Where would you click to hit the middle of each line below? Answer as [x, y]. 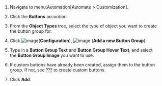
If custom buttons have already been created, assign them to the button [82, 65]
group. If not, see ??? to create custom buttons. [57, 70]
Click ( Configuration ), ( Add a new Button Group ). [78, 41]
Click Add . [20, 79]
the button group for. [31, 31]
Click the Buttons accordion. [39, 16]
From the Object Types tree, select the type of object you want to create [83, 26]
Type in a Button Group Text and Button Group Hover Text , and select [81, 50]
